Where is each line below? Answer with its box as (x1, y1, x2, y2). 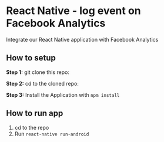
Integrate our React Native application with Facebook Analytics (6, 36, 159, 43)
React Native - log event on (6, 4, 141, 18)
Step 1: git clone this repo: (6, 69, 69, 76)
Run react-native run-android (14, 130, 89, 137)
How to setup (6, 53, 56, 63)
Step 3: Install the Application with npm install (6, 91, 120, 98)
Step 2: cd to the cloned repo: (6, 80, 79, 87)
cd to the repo (14, 124, 49, 131)
